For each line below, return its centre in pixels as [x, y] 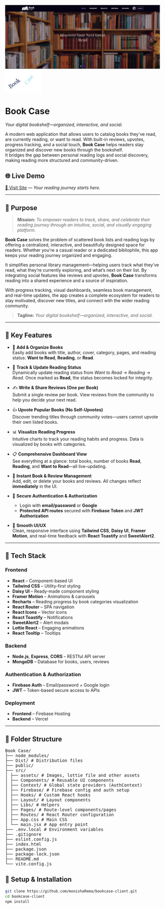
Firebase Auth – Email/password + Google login [61, 685]
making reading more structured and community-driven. [62, 160]
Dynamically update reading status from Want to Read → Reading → [81, 372]
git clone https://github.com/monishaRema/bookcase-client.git [71, 891]
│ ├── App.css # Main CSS [36, 820]
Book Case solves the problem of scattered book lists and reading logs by [80, 240]
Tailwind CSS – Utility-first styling [46, 586]
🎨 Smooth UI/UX [29, 525]
